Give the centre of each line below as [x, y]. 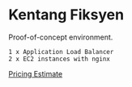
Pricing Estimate [36, 73]
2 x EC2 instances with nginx [60, 59]
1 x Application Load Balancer [61, 52]
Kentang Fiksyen [66, 15]
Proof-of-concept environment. [61, 37]
